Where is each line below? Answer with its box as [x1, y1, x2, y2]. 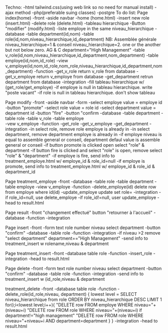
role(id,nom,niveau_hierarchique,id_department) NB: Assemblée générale [5, 36, 157, 42]
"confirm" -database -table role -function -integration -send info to [5, 271, 144, 277]
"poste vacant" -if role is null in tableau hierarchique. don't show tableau [5, 90, 155, 95]
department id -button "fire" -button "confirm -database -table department [5, 110, 160, 116]
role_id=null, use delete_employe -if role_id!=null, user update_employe [9, 194, 156, 200]
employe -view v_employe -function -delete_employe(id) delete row [17, 184, 156, 190]
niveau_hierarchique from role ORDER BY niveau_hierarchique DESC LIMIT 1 [5, 296, 162, 302]
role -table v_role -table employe [17, 116, 84, 121]
